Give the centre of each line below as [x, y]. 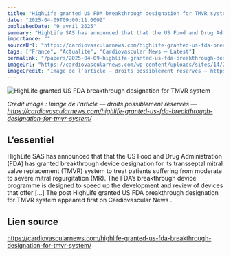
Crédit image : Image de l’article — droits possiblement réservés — [102, 104]
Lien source [33, 221]
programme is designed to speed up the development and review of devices [115, 185]
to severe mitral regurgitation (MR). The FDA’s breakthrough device [102, 178]
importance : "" [29, 39]
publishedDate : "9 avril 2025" [52, 26]
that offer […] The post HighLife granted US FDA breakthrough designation [113, 193]
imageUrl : [21, 65]
